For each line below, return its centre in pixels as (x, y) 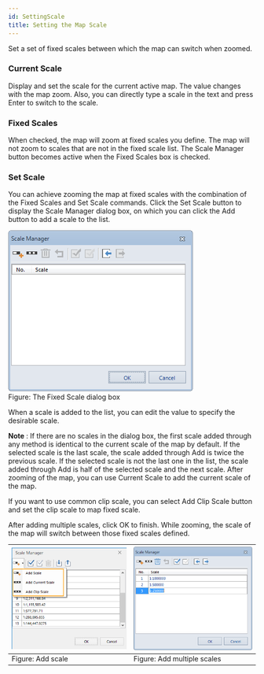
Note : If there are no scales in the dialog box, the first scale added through (130, 436)
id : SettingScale (37, 17)
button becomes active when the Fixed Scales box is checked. (109, 157)
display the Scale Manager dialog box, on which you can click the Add (122, 211)
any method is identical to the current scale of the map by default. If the (124, 444)
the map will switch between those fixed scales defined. (99, 533)
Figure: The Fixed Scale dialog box (64, 397)
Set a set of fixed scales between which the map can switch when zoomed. (130, 48)
